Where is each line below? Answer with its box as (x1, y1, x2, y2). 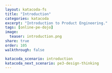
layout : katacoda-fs (5, 7, 47, 12)
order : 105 (5, 43, 27, 48)
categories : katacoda (5, 16, 49, 21)
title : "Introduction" (5, 12, 51, 16)
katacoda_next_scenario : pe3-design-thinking (5, 61, 99, 66)
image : (5, 29, 19, 34)
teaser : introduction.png (9, 34, 62, 39)
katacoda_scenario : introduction (5, 56, 73, 61)
